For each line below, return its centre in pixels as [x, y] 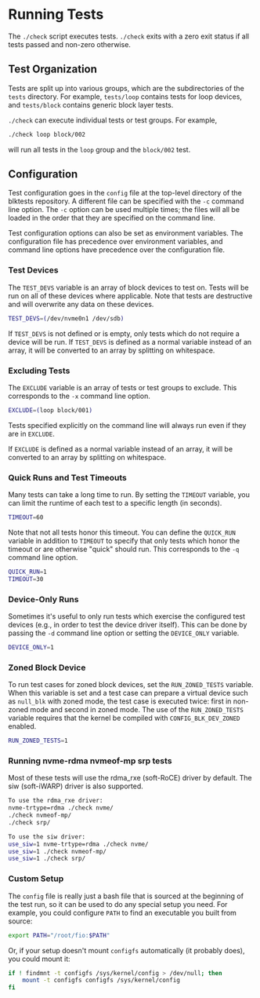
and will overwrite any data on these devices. [81, 304]
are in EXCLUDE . [31, 433]
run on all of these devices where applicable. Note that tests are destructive [130, 295]
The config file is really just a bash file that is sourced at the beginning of [126, 896]
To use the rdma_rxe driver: [56, 801]
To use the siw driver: [47, 837]
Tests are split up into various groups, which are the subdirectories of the [126, 88]
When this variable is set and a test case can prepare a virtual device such [128, 693]
